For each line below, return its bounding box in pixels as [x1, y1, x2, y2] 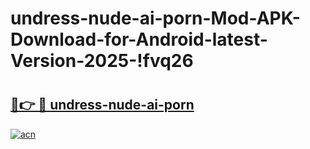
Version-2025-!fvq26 [10, 50, 194, 72]
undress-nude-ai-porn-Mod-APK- [10, 7, 301, 30]
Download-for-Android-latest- [10, 28, 268, 51]
